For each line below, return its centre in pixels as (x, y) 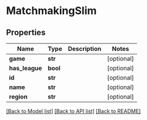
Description (85, 49)
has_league (26, 68)
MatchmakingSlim (51, 11)
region (18, 97)
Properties (26, 32)
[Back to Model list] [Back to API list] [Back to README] (73, 111)
